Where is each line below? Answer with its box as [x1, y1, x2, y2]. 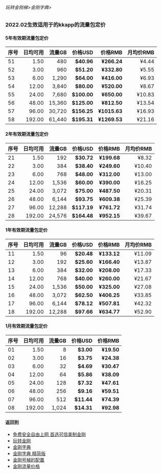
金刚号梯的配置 [12, 457, 44, 463]
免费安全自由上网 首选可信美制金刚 [12, 431, 86, 438]
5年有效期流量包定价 [5, 35, 49, 41]
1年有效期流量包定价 [5, 227, 48, 233]
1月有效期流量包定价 [5, 323, 48, 329]
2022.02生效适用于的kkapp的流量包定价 [5, 21, 106, 29]
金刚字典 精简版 [12, 451, 46, 457]
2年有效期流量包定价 [5, 131, 49, 137]
